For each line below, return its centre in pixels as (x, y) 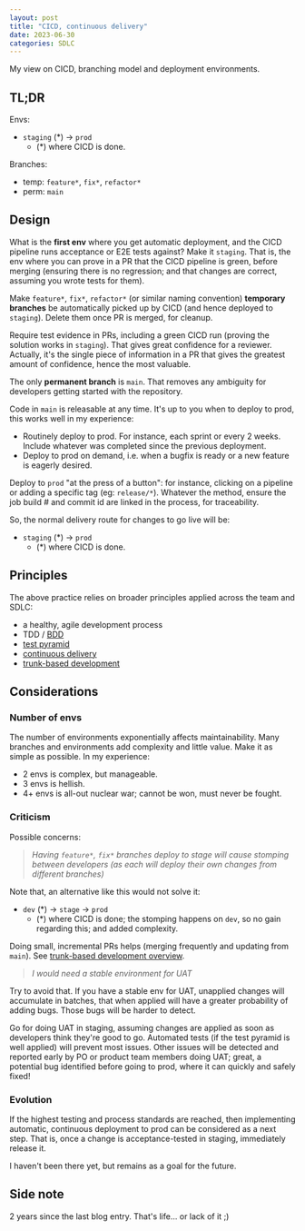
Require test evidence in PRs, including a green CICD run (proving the (139, 335)
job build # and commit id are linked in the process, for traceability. (134, 501)
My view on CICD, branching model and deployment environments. (135, 69)
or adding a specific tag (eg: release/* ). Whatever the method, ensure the (148, 492)
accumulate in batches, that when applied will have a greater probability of (149, 1000)
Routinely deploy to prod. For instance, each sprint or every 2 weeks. (152, 436)
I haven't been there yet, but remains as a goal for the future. (123, 1166)
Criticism (30, 817)
